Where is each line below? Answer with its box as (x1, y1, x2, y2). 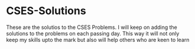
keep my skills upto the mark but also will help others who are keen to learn (6, 36, 190, 43)
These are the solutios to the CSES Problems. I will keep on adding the (6, 24, 177, 31)
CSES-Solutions (6, 4, 87, 18)
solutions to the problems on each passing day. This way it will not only (6, 30, 180, 37)
